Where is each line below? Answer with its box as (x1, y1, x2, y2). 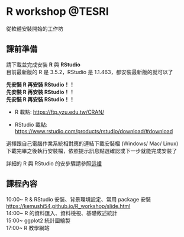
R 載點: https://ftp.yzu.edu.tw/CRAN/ (14, 108, 105, 116)
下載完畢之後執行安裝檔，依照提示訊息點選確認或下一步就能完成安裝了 (6, 147, 177, 154)
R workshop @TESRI (6, 5, 109, 18)
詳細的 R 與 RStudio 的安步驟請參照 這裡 (6, 159, 102, 167)
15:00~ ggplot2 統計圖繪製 (6, 217, 71, 224)
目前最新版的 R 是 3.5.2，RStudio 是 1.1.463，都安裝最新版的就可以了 (6, 68, 173, 75)
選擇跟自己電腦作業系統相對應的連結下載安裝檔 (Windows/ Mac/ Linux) (6, 140, 179, 147)
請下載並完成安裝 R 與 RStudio (6, 61, 81, 68)
